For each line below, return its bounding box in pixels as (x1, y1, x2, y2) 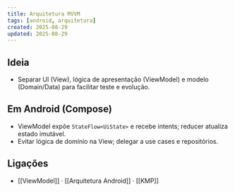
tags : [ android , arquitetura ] (7, 17, 97, 24)
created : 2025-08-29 (7, 23, 68, 30)
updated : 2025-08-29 (7, 30, 68, 38)
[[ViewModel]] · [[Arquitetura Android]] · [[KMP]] (17, 176, 159, 185)
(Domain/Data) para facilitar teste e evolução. (17, 83, 150, 91)
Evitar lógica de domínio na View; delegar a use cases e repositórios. (17, 137, 219, 145)
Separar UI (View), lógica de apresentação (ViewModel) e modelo (17, 75, 210, 84)
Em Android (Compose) (7, 103, 113, 115)
